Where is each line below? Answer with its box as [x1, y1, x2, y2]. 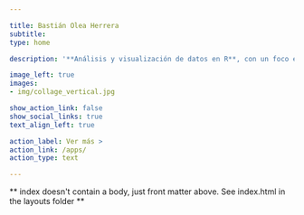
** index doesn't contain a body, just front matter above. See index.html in [9, 186, 286, 197]
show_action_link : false [9, 104, 103, 113]
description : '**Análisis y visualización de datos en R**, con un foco [9, 54, 290, 63]
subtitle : [9, 29, 47, 39]
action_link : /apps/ [9, 145, 88, 154]
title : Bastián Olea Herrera [9, 21, 119, 30]
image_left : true [9, 70, 75, 79]
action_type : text [9, 154, 79, 163]
